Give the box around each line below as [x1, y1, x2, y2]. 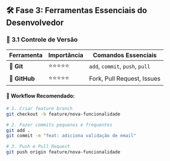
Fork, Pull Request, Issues [89, 74, 161, 83]
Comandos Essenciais [92, 50, 157, 59]
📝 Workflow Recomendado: [6, 92, 75, 100]
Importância [48, 50, 84, 59]
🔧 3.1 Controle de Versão [6, 36, 78, 44]
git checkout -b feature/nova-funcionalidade [6, 111, 120, 117]
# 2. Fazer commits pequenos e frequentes [6, 122, 113, 128]
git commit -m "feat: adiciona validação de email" [6, 133, 136, 139]
